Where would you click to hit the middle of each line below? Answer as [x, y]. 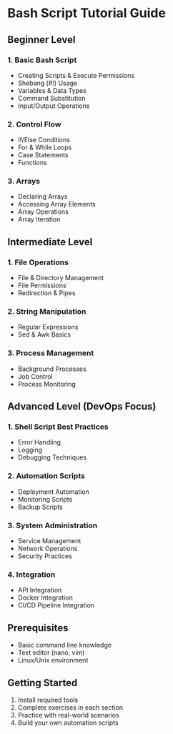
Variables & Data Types [52, 90]
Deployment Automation [53, 492]
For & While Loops [45, 147]
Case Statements [43, 155]
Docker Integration [45, 597]
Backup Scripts [40, 507]
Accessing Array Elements [56, 204]
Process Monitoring [47, 384]
